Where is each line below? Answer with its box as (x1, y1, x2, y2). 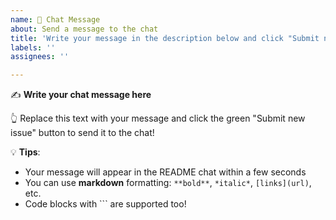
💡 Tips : (10, 146, 41, 158)
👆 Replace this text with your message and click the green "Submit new (10, 112, 306, 125)
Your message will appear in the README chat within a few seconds (24, 166, 307, 178)
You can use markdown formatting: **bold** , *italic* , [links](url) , (24, 177, 312, 189)
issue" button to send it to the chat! (10, 127, 155, 139)
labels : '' (10, 42, 56, 53)
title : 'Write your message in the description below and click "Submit (10, 33, 320, 43)
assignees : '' (10, 52, 70, 62)
